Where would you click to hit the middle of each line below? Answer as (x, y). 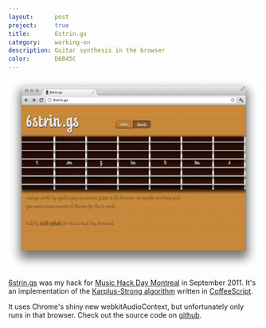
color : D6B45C (43, 59)
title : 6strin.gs (48, 34)
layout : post (39, 17)
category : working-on (49, 42)
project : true (39, 25)
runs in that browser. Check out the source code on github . (105, 314)
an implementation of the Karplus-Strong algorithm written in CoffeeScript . (131, 290)
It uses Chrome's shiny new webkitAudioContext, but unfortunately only (126, 306)
